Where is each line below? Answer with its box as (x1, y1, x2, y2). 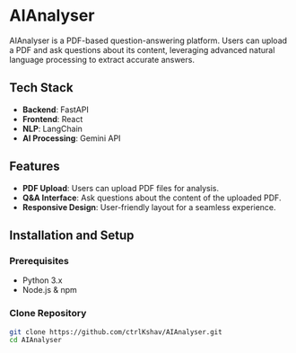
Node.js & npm (22, 285, 78, 296)
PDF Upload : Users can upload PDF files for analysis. (22, 182, 220, 193)
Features (9, 159, 60, 174)
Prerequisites (9, 254, 69, 267)
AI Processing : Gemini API (22, 132, 121, 144)
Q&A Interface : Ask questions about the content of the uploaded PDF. (22, 192, 282, 203)
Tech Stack (9, 80, 74, 95)
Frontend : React (22, 113, 83, 124)
